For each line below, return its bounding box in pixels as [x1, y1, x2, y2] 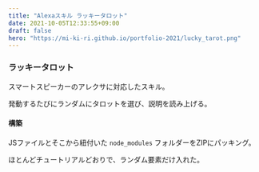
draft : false [8, 26, 52, 34]
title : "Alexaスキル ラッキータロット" [8, 11, 128, 20]
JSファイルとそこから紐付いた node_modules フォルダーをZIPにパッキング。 [8, 138, 256, 147]
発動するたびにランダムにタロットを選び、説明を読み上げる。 [8, 98, 212, 108]
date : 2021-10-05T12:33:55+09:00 [8, 19, 120, 27]
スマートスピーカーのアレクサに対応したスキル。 [8, 82, 169, 91]
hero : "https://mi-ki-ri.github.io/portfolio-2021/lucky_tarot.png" [8, 34, 241, 42]
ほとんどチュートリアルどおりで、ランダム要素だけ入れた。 [8, 154, 204, 164]
